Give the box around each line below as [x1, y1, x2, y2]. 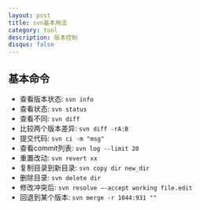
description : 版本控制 [8, 33, 78, 42]
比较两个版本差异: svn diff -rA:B [19, 123, 129, 133]
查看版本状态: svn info [19, 94, 94, 103]
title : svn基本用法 [8, 19, 68, 27]
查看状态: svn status [19, 104, 87, 113]
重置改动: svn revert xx [19, 153, 98, 162]
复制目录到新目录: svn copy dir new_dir [19, 163, 150, 172]
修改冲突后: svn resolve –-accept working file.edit [19, 182, 193, 192]
